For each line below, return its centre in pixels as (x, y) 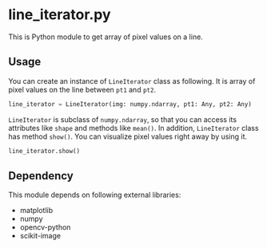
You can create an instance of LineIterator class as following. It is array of (132, 81)
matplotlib (36, 211)
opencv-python (45, 227)
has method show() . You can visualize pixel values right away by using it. (128, 136)
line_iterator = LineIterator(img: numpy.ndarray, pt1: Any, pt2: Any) (130, 104)
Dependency (41, 176)
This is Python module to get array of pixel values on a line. (106, 37)
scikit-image (40, 236)
